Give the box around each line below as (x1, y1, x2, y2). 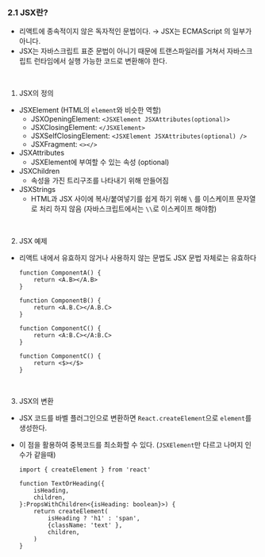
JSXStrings (18, 185, 56, 194)
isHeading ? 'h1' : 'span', (48, 514, 140, 523)
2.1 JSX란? (7, 6, 48, 17)
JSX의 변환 (18, 397, 54, 406)
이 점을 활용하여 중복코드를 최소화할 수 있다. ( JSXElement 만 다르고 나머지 (18, 440, 244, 450)
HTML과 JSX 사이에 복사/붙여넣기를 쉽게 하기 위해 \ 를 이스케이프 (30, 194, 235, 204)
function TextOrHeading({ (18, 480, 105, 488)
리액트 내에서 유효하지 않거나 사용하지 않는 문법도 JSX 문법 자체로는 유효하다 (18, 253, 257, 263)
